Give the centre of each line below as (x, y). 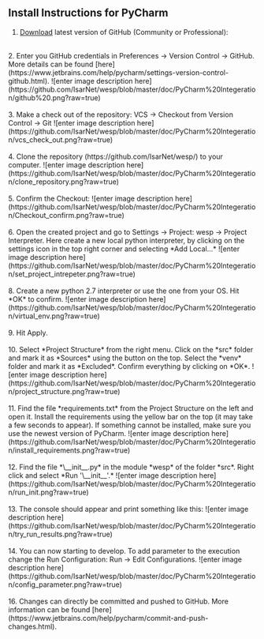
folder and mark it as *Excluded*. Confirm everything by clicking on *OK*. (129, 366)
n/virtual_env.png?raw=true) (54, 316)
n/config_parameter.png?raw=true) (65, 584)
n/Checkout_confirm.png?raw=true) (66, 215)
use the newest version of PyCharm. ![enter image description (109, 433)
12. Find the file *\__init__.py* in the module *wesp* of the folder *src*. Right (131, 467)
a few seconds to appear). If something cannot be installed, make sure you (130, 425)
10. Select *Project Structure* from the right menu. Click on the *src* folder (131, 349)
